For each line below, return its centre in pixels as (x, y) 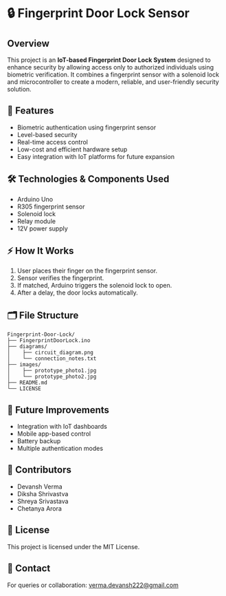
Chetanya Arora (39, 508)
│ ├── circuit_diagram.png (50, 353)
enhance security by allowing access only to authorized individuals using (111, 67)
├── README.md (27, 383)
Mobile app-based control (54, 434)
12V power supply (43, 228)
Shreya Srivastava (43, 501)
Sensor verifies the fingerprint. (60, 278)
